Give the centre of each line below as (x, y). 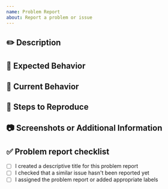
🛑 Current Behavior (43, 86)
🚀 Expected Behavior (46, 66)
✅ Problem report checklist (58, 151)
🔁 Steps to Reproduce (47, 107)
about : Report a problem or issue (49, 17)
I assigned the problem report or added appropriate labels (86, 180)
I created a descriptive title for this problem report (76, 166)
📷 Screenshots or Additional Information (84, 128)
